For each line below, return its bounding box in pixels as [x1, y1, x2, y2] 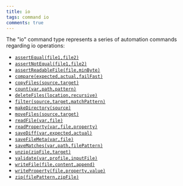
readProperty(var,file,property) [14, 124, 98, 130]
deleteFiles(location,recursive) [14, 92, 98, 98]
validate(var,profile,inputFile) [14, 155, 98, 162]
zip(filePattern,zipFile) [14, 174, 79, 181]
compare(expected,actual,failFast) [14, 73, 103, 80]
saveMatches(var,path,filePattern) [14, 143, 103, 149]
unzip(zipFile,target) [14, 149, 71, 155]
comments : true [6, 20, 44, 25]
